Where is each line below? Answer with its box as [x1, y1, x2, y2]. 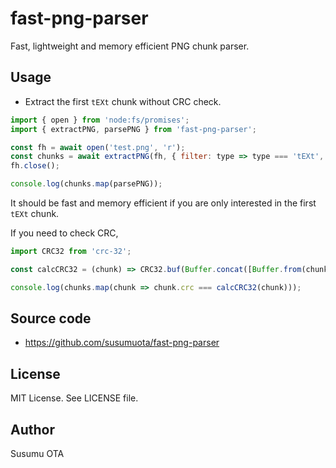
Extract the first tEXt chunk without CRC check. [24, 95, 222, 107]
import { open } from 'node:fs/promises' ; [10, 115, 190, 125]
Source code [10, 310, 92, 327]
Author [10, 421, 55, 438]
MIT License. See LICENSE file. [10, 392, 139, 404]
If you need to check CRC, [10, 227, 119, 239]
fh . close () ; [10, 161, 60, 171]
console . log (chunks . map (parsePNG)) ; [10, 179, 163, 189]
